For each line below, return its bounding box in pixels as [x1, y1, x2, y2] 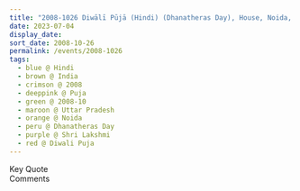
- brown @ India [17, 72, 78, 81]
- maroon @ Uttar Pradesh [17, 105, 115, 114]
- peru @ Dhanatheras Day [17, 123, 115, 132]
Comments [9, 173, 50, 184]
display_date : [9, 30, 63, 39]
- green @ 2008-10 [17, 96, 87, 106]
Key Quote [9, 163, 49, 174]
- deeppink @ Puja [17, 88, 87, 97]
